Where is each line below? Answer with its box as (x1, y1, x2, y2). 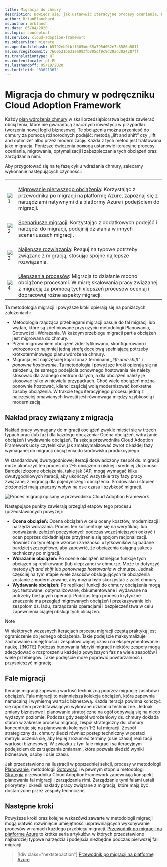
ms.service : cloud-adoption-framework (5, 35, 85, 40)
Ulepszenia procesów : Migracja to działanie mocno (18, 273, 138, 280)
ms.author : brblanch (5, 21, 48, 26)
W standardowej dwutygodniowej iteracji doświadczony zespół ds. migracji (5, 457, 159, 463)
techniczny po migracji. (12, 550, 61, 556)
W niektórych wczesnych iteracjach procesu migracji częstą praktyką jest (5, 628, 156, 634)
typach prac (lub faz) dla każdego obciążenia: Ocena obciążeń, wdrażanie (5, 432, 158, 437)
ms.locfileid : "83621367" (5, 68, 59, 73)
